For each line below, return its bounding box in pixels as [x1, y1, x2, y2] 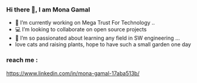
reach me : [6, 56, 38, 64]
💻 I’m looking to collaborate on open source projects [14, 26, 147, 33]
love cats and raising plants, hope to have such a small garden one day [14, 41, 192, 48]
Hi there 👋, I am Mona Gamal [6, 5, 90, 14]
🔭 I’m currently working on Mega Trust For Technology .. [14, 19, 155, 26]
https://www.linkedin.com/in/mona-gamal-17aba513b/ [6, 69, 140, 77]
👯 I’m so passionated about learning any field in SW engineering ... [14, 34, 180, 41]
